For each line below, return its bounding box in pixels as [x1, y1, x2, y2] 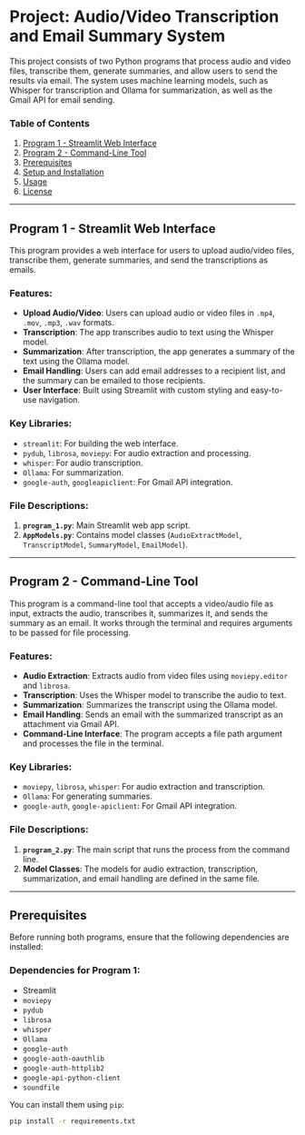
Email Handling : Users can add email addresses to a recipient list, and [22, 365, 286, 376]
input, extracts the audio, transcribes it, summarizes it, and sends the [9, 607, 269, 619]
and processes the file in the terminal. [22, 738, 164, 749]
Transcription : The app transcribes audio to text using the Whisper [22, 327, 274, 338]
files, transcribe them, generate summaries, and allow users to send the [9, 65, 279, 76]
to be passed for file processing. [9, 627, 132, 638]
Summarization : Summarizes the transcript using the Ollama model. [22, 700, 278, 711]
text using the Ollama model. [22, 356, 130, 367]
